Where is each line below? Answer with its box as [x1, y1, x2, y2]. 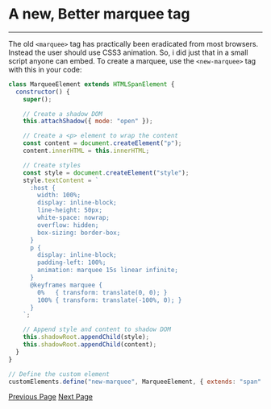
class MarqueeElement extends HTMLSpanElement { [8, 80, 175, 89]
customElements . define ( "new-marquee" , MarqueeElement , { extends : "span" [8, 378, 262, 386]
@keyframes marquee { [29, 281, 103, 289]
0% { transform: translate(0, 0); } [37, 288, 168, 296]
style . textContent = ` [23, 176, 99, 184]
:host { [29, 184, 56, 192]
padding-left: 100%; [37, 258, 106, 266]
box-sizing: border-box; [37, 229, 121, 237]
